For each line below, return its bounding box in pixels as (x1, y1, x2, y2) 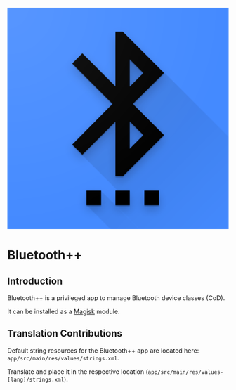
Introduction (7, 275, 63, 287)
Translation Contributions (7, 327, 123, 339)
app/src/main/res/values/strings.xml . (7, 353, 119, 362)
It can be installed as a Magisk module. (7, 307, 120, 316)
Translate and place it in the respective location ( (7, 367, 149, 376)
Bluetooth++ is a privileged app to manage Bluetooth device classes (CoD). (7, 294, 225, 302)
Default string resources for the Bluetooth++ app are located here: (7, 346, 199, 355)
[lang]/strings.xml (7, 376, 65, 383)
